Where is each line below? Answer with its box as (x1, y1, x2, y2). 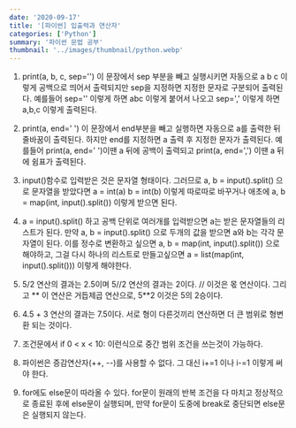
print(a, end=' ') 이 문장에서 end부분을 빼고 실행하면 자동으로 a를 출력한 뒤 (21, 123, 281, 134)
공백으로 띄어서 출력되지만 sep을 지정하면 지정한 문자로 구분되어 (38, 82, 260, 93)
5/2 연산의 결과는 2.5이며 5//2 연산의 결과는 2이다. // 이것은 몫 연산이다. (21, 279, 271, 290)
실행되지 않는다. (31, 409, 87, 420)
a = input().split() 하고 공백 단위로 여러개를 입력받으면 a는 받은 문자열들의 (21, 216, 277, 226)
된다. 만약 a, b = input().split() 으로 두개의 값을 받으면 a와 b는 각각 (45, 227, 276, 238)
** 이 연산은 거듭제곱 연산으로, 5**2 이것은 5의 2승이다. (31, 290, 224, 301)
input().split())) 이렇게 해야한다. (21, 260, 132, 271)
